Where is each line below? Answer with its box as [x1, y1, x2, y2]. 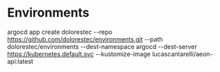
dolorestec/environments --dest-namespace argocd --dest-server [7, 42, 198, 51]
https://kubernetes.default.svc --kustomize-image [7, 50, 151, 58]
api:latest [7, 57, 33, 65]
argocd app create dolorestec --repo [7, 28, 112, 36]
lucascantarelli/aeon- [152, 50, 213, 58]
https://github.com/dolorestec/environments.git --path [7, 35, 163, 43]
